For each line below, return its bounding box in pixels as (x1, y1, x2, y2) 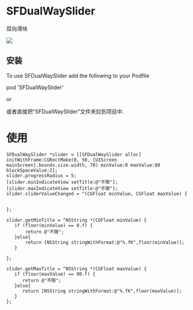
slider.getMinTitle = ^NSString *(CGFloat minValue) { (6, 217, 147, 223)
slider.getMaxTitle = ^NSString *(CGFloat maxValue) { (6, 265, 147, 272)
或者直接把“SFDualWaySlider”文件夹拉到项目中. (6, 107, 124, 115)
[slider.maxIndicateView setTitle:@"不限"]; (6, 185, 118, 191)
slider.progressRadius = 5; (6, 172, 77, 179)
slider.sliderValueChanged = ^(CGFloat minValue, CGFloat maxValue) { (6, 191, 188, 197)
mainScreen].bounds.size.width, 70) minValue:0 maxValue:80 (6, 162, 161, 168)
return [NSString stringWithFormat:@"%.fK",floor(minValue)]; (25, 239, 185, 245)
